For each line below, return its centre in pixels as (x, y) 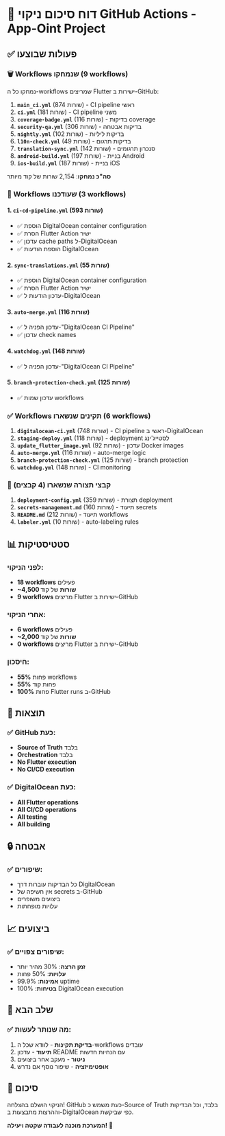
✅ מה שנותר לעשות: (39, 1030)
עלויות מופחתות (37, 906)
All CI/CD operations (47, 809)
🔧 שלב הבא (30, 1010)
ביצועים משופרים (39, 899)
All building (34, 824)
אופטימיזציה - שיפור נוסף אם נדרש (63, 1066)
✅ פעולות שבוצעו (42, 54)
